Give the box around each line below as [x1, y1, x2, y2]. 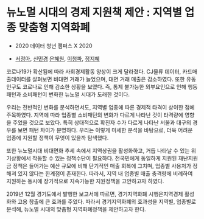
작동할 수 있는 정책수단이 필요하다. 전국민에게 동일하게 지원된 [32, 155, 177, 162]
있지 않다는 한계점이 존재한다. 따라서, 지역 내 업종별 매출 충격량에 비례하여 [17, 170, 193, 177]
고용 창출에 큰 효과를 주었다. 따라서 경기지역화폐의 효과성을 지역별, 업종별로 [17, 198, 197, 205]
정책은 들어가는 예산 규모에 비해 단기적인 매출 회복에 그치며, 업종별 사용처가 [12, 162, 192, 169]
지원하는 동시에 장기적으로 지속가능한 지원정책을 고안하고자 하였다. [6, 177, 164, 184]
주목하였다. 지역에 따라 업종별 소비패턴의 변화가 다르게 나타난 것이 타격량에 [6, 111, 184, 119]
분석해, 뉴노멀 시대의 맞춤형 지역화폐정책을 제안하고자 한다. [6, 205, 146, 213]
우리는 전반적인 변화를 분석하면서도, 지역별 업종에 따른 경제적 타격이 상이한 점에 [6, 103, 195, 111]
